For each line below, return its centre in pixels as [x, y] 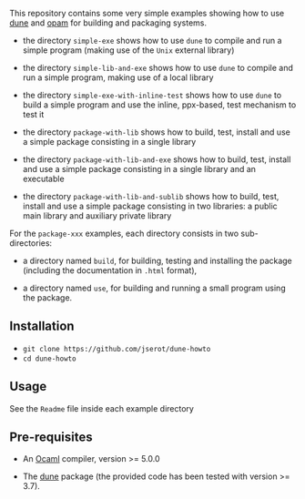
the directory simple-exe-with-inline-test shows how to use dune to [152, 95]
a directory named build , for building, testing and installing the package [158, 260]
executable [44, 178]
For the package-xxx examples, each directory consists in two [124, 233]
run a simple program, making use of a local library [118, 77]
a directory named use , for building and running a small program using [154, 288]
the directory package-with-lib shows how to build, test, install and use [157, 132]
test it [33, 114]
